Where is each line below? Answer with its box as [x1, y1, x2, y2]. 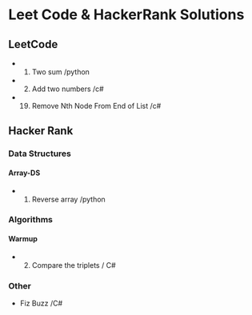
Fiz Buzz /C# [19, 298, 63, 308]
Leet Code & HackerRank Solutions [8, 6, 245, 24]
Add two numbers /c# [31, 84, 104, 94]
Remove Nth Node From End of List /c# [31, 102, 162, 110]
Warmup [8, 234, 38, 244]
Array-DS [8, 168, 41, 177]
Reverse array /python [31, 194, 106, 204]
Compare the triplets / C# [31, 260, 116, 269]
